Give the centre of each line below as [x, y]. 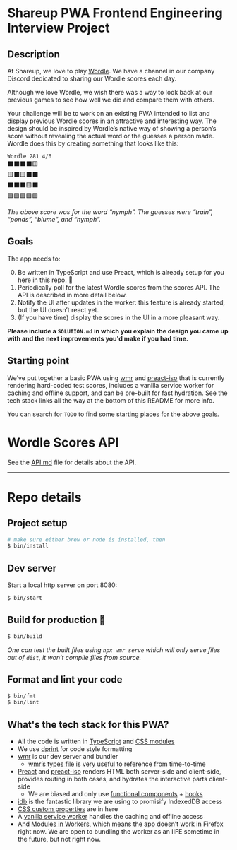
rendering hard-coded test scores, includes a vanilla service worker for [111, 385]
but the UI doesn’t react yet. [58, 309]
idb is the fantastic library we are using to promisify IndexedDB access [120, 802]
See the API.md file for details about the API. [72, 462]
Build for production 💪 [56, 620]
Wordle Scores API [63, 442]
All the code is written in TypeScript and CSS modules [96, 742]
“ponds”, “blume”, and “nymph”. [54, 219]
